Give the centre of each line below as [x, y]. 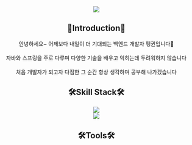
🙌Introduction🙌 [96, 28]
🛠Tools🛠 [96, 136]
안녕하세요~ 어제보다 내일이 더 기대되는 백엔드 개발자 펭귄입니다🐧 [96, 44]
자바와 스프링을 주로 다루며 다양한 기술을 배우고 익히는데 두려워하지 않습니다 [96, 58]
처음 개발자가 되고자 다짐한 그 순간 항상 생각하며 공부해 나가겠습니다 [96, 72]
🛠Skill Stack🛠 [96, 92]
